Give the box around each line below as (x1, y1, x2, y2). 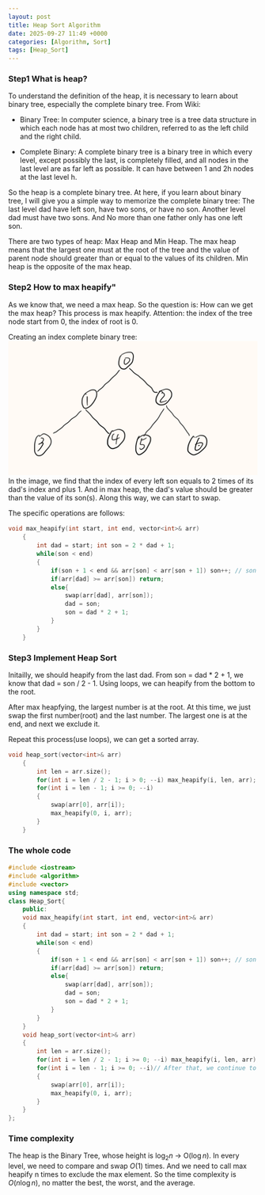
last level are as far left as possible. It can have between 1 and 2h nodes (19, 164, 255, 173)
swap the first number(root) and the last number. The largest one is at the (8, 710, 248, 720)
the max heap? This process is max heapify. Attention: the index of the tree (8, 308, 253, 318)
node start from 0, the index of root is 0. (8, 317, 138, 326)
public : (22, 905, 47, 914)
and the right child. (19, 131, 81, 142)
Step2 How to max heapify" (8, 282, 116, 293)
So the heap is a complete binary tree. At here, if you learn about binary (8, 188, 241, 197)
